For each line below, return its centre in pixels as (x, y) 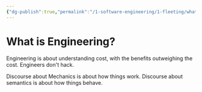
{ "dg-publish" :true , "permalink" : (48, 12)
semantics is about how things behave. (55, 82)
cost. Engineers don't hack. (40, 64)
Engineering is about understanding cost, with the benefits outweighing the (99, 58)
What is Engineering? (61, 41)
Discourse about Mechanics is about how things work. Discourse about (95, 76)
